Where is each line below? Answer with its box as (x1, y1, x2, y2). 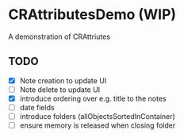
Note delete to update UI (19, 85, 101, 94)
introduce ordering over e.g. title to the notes (19, 94, 167, 103)
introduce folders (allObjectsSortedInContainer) (19, 112, 176, 121)
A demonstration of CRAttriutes (8, 32, 111, 41)
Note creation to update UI (19, 75, 107, 85)
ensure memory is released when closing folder (19, 121, 176, 130)
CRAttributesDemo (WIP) (8, 6, 177, 24)
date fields (19, 102, 55, 112)
